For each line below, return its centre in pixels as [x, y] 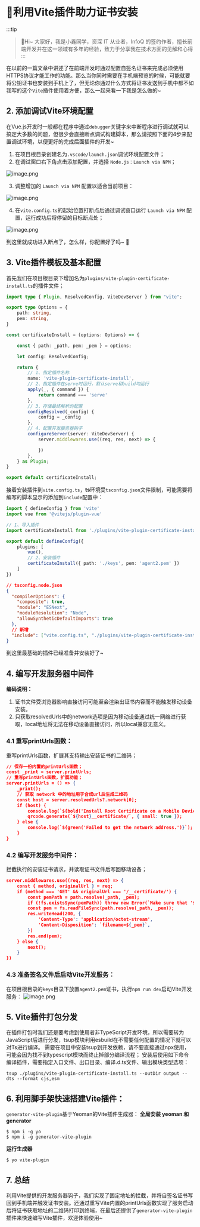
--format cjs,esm [38, 1079]
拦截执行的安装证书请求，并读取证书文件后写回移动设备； [76, 869]
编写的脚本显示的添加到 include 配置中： [55, 497]
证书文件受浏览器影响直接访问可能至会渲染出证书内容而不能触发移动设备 [103, 702]
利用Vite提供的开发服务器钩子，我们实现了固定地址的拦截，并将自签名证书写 [100, 1195]
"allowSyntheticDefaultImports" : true [65, 619]
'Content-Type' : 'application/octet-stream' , [95, 920]
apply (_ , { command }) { [58, 390]
